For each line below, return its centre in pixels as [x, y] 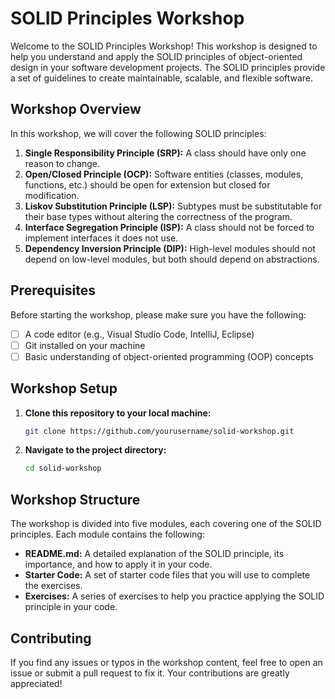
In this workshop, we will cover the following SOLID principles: [138, 133]
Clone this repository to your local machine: [118, 413]
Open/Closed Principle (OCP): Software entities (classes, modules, [164, 174]
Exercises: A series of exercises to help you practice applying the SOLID [174, 596]
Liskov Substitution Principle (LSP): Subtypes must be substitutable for [173, 206]
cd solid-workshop [63, 468]
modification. [52, 195]
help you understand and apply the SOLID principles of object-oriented [156, 56]
